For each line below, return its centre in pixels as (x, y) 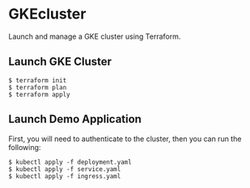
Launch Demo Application (75, 119)
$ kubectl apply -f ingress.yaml (65, 176)
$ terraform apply (39, 94)
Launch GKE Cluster (60, 62)
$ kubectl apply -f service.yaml (65, 169)
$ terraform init (38, 80)
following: (25, 147)
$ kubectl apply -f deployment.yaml (70, 162)
